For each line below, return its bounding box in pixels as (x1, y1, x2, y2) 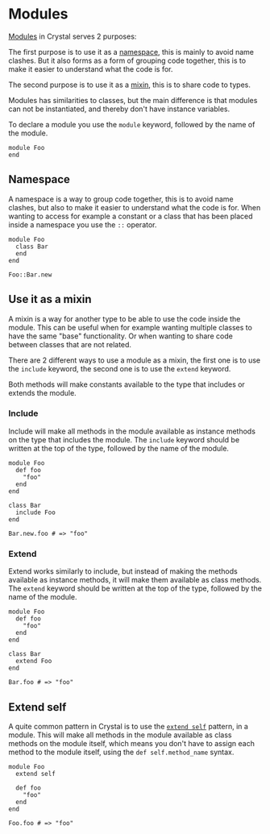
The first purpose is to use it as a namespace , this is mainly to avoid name (8, 47, 255, 56)
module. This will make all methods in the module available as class (8, 730, 232, 740)
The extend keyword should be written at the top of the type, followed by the (8, 583, 262, 593)
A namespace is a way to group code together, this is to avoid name (8, 194, 234, 204)
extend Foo (15, 658, 52, 666)
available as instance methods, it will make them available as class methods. (8, 575, 262, 585)
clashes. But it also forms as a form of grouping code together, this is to (8, 56, 247, 65)
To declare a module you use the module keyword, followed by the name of (8, 119, 255, 129)
